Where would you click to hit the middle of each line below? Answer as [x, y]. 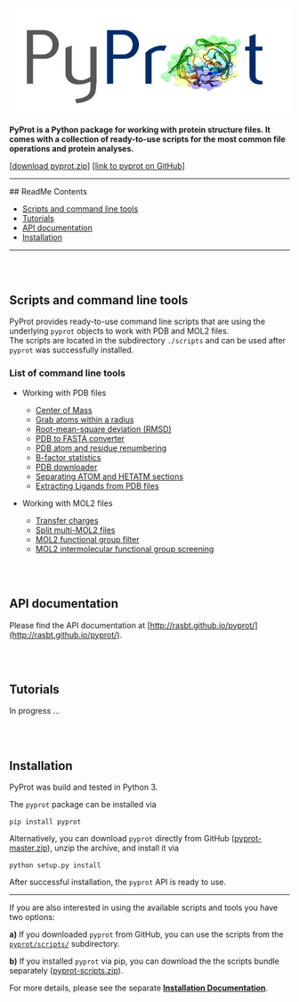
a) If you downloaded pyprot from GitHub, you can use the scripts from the [146, 934]
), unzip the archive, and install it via [113, 848]
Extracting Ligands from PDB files [97, 485]
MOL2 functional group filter [87, 539]
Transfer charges [67, 520]
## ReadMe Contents [48, 191]
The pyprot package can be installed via [83, 805]
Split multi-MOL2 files [75, 530]
